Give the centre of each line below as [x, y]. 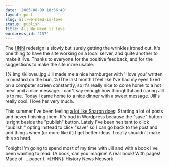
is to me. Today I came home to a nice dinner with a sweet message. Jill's [82, 96]
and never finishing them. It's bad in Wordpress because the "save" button [84, 117]
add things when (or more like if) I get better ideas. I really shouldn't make [83, 133]
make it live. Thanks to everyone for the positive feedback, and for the [79, 59]
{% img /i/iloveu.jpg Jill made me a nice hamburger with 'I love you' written [84, 74]
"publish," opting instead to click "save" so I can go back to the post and [81, 127]
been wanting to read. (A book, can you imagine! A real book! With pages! [83, 154]
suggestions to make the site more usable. [50, 64]
